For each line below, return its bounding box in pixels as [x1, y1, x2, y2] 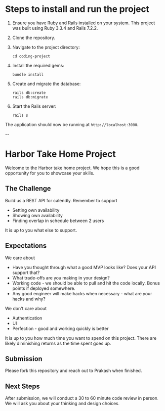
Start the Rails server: [12, 103, 57, 109]
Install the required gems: [12, 62, 64, 68]
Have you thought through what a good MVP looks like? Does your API [12, 264, 156, 270]
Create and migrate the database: [12, 81, 81, 87]
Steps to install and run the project [5, 3, 150, 15]
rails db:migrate [12, 94, 48, 99]
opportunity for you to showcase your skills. [5, 170, 95, 176]
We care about [5, 255, 36, 261]
